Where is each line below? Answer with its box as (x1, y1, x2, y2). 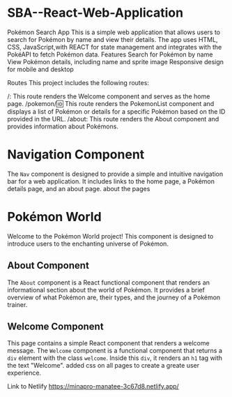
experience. (7, 368, 42, 377)
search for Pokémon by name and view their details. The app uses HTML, (7, 35, 218, 43)
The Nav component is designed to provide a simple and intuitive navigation (7, 170, 224, 178)
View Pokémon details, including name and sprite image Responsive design (7, 57, 224, 66)
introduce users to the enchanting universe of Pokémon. (7, 239, 169, 248)
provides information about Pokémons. (7, 122, 118, 130)
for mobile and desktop (7, 65, 75, 73)
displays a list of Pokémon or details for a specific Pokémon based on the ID (7, 107, 226, 116)
